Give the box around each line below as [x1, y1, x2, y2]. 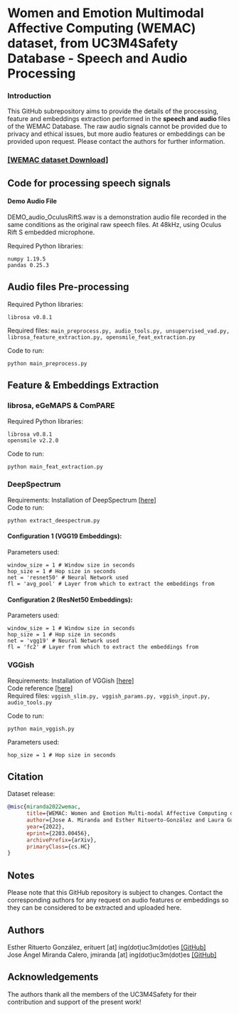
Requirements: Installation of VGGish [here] [7, 676, 134, 685]
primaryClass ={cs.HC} [26, 843, 91, 850]
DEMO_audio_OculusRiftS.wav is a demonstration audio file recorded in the [7, 213, 227, 221]
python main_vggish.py [7, 725, 75, 733]
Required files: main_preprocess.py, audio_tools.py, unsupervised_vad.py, [7, 326, 230, 335]
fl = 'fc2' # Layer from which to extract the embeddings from [7, 644, 199, 651]
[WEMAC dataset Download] [7, 155, 109, 165]
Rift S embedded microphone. [7, 228, 95, 236]
